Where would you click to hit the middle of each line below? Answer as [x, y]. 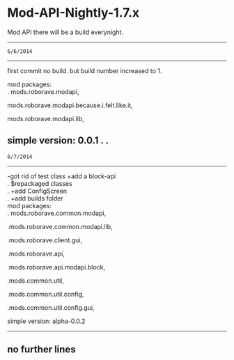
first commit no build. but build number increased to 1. [85, 70]
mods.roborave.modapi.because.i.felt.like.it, [70, 105]
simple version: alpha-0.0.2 [46, 321]
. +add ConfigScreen [37, 191]
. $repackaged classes [40, 183]
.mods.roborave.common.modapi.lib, [60, 226]
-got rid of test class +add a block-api [62, 176]
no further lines [41, 350]
